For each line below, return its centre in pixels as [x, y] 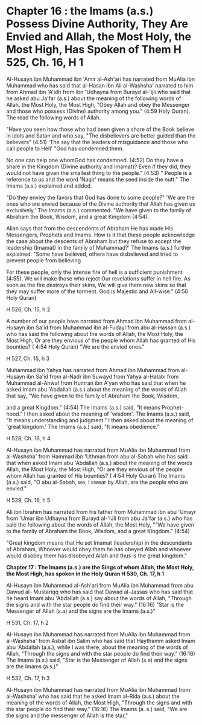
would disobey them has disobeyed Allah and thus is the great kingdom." [97, 556]
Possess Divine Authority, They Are [97, 24]
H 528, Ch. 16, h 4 [29, 438]
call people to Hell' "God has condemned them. [65, 148]
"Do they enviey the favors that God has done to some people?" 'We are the [100, 197]
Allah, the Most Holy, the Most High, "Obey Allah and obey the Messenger [98, 104]
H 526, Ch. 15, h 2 [28, 309]
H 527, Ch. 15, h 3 [28, 358]
